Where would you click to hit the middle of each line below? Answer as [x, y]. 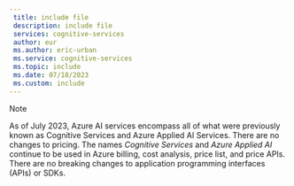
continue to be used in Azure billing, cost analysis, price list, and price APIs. [147, 154]
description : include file [63, 26]
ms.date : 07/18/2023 [51, 75]
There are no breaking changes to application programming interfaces [137, 163]
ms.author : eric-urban [55, 50]
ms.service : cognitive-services [73, 58]
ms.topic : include [47, 67]
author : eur [35, 42]
